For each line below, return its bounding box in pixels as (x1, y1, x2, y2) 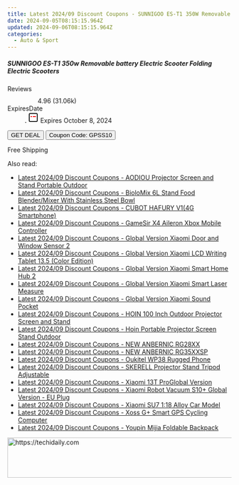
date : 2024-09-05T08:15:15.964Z (7, 17, 103, 24)
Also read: (7, 160, 38, 168)
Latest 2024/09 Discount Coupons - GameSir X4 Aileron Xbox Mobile (17, 219, 222, 228)
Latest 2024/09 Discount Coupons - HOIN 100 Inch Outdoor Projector (17, 310, 223, 318)
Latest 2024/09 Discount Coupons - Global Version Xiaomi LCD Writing (17, 249, 227, 257)
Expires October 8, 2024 (40, 116, 112, 125)
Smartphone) (17, 211, 57, 220)
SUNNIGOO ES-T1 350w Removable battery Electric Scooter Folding (7, 58, 212, 68)
